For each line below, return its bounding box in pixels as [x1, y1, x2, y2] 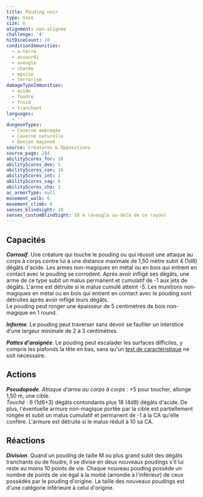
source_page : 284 [6, 150, 50, 156]
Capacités [6, 235, 46, 245]
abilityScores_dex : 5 [6, 162, 61, 168]
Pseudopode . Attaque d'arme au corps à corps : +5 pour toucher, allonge [6, 385, 191, 392]
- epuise [12, 71, 34, 77]
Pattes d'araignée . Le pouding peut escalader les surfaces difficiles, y [6, 338, 183, 346]
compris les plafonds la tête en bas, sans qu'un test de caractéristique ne [6, 345, 190, 352]
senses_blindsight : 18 [6, 207, 64, 213]
